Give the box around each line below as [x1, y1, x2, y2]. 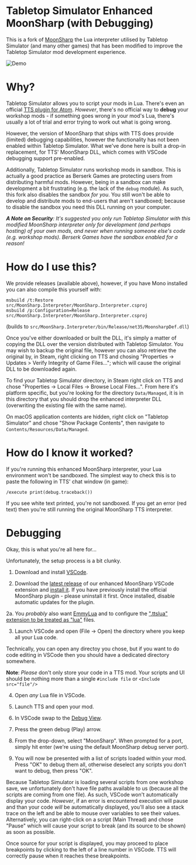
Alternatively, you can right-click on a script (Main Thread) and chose [6, 816, 174, 823]
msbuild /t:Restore [6, 297, 54, 303]
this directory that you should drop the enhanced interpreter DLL [6, 395, 162, 402]
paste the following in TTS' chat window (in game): [6, 478, 129, 485]
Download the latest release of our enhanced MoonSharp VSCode [14, 579, 174, 587]
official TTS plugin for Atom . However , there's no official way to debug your [6, 106, 188, 113]
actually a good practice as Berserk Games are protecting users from [6, 172, 173, 179]
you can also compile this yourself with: [6, 286, 102, 293]
